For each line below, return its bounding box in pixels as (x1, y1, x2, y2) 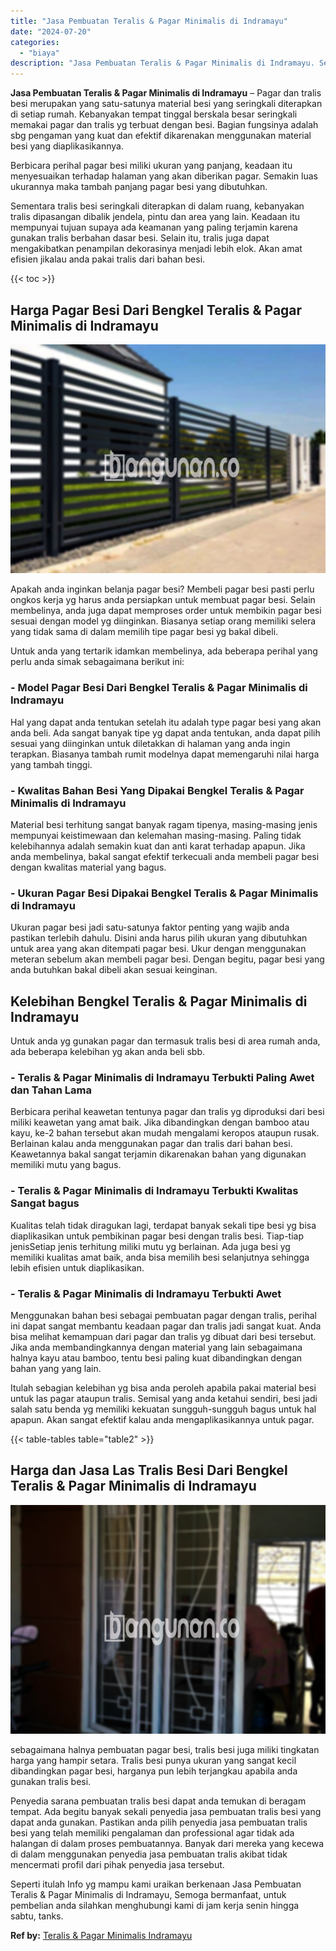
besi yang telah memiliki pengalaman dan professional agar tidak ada (10, 1827, 295, 1839)
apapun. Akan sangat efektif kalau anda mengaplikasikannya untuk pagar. (10, 1414, 315, 1426)
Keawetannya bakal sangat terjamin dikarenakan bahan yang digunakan (10, 1148, 307, 1160)
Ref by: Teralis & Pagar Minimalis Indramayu (10, 1930, 193, 1942)
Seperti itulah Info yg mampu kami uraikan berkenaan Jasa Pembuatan (10, 1878, 302, 1890)
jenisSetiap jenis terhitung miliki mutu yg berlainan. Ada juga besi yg (10, 1240, 291, 1252)
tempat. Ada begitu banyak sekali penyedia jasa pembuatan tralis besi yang (10, 1806, 322, 1818)
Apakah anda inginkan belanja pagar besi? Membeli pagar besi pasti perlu (10, 583, 315, 595)
